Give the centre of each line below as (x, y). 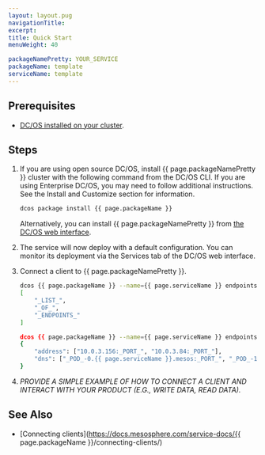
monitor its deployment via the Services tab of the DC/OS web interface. (137, 256)
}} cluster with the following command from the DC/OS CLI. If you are (132, 177)
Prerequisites (42, 106)
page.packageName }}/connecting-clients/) (91, 442)
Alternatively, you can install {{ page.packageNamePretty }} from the (132, 224)
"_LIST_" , (50, 301)
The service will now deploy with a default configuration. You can (126, 248)
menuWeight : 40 (33, 45)
